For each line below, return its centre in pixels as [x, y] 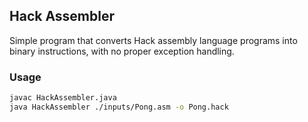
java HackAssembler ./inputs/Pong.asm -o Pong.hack [119, 107]
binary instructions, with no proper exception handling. [122, 51]
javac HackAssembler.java [63, 98]
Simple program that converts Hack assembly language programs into [153, 40]
